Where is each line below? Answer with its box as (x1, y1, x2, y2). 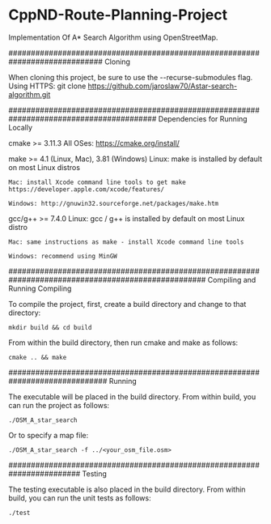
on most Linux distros (8, 162, 81, 172)
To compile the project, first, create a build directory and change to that (8, 299, 247, 309)
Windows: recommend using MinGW (8, 252, 117, 260)
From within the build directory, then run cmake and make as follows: (8, 338, 239, 347)
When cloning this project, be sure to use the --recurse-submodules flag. (8, 72, 253, 82)
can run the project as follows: (8, 400, 110, 410)
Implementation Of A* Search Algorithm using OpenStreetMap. (8, 32, 218, 42)
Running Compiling (8, 283, 72, 293)
